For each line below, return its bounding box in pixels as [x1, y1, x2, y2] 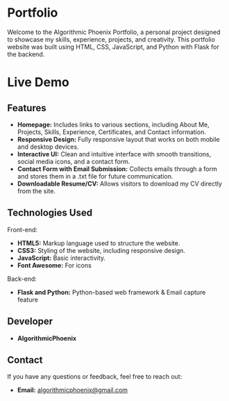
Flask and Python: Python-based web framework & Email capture [17, 288, 206, 296]
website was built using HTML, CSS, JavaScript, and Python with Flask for [7, 42, 220, 51]
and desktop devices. [17, 142, 79, 151]
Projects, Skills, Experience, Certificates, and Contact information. [17, 127, 206, 136]
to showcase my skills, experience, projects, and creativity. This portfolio [7, 35, 215, 43]
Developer [7, 316, 53, 327]
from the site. [17, 186, 56, 195]
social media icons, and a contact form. [17, 157, 130, 165]
